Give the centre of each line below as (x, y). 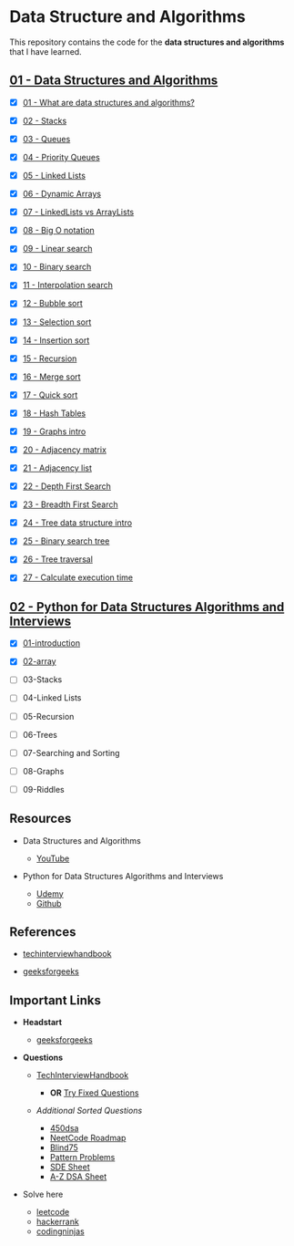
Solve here (43, 1194)
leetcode (53, 1212)
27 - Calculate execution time (78, 577)
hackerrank (57, 1222)
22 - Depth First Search (67, 486)
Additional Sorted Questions (89, 1111)
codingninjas (60, 1231)
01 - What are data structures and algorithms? (109, 102)
